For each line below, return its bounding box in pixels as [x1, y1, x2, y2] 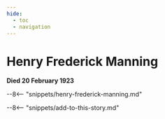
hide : [6, 10, 22, 17]
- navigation [13, 23, 51, 30]
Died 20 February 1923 [6, 76, 75, 85]
